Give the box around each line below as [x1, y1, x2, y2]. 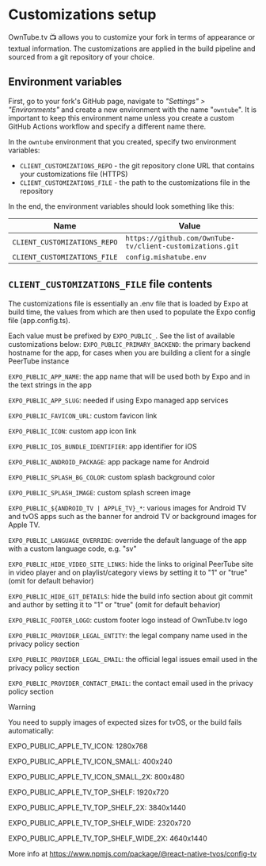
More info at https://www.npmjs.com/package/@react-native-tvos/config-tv [8, 849, 257, 858]
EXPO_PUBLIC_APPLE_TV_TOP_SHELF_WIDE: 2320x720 [8, 818, 192, 827]
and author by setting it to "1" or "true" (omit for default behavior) [8, 599, 221, 609]
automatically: [8, 726, 54, 735]
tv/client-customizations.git [125, 241, 239, 251]
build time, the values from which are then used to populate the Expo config [8, 307, 256, 317]
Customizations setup [8, 6, 157, 24]
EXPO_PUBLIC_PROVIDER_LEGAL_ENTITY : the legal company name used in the [8, 630, 248, 640]
